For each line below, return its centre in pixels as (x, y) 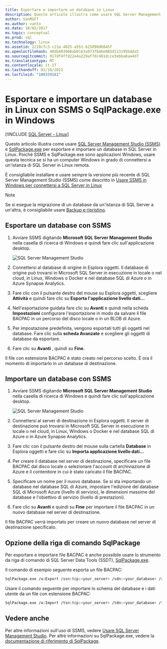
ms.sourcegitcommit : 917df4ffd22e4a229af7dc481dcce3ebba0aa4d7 (72, 56)
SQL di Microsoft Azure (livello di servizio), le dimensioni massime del (83, 492)
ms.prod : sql (19, 38)
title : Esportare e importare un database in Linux (60, 10)
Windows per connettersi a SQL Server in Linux (54, 185)
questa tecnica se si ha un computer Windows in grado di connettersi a (78, 159)
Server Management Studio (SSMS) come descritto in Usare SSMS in (76, 180)
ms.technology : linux (28, 42)
